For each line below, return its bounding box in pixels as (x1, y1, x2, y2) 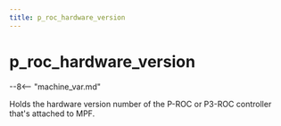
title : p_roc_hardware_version (9, 13, 126, 22)
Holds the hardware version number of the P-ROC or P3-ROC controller (9, 98, 272, 109)
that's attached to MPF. (9, 108, 95, 119)
